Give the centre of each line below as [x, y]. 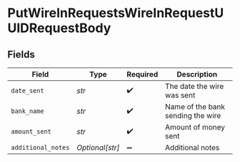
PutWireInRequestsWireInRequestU [116, 13]
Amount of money [195, 127]
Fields [21, 54]
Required [142, 74]
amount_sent [31, 132]
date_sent [27, 91]
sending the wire [193, 115]
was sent [180, 95]
